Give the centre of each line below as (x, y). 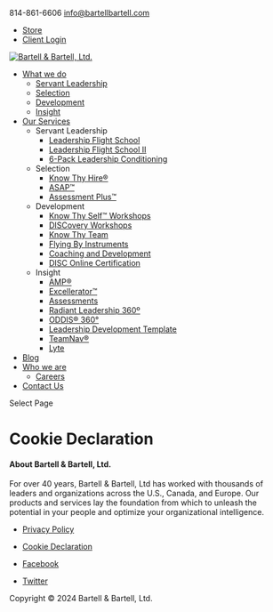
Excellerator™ (73, 291)
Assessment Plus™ (83, 197)
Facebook (40, 564)
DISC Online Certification (94, 263)
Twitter (35, 581)
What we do (44, 74)
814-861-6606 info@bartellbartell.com (80, 13)
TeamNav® (69, 338)
